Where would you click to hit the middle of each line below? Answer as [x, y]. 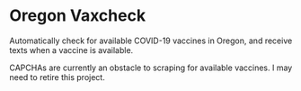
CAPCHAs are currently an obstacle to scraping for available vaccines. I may [151, 68]
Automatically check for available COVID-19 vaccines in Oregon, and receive [151, 41]
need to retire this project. [57, 77]
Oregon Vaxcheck [78, 16]
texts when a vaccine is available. [71, 50]
